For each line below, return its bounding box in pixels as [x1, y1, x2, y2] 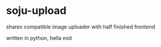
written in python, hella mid [6, 34, 72, 41]
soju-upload [6, 4, 66, 17]
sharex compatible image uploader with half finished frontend [6, 23, 156, 30]
